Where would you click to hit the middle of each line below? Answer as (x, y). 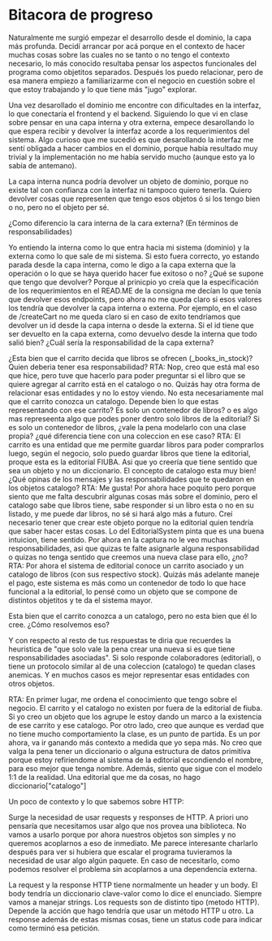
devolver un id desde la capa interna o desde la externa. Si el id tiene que (131, 325)
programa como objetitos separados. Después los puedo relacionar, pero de (136, 72)
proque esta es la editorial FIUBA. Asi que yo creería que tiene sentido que (133, 462)
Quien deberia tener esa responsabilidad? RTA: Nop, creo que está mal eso (134, 367)
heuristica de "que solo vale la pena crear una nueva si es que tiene (122, 649)
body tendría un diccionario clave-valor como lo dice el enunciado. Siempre (135, 893)
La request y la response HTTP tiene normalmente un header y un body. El (133, 885)
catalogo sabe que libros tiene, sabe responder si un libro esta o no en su (131, 505)
